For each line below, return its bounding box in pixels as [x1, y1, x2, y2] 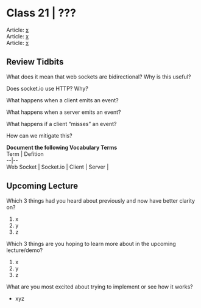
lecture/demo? [6, 247, 43, 254]
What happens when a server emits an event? [6, 108, 121, 116]
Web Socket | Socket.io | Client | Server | [6, 163, 109, 170]
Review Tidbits [6, 57, 64, 67]
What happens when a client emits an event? [6, 96, 119, 103]
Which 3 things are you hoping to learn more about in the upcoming [6, 240, 177, 247]
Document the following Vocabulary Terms [6, 144, 118, 151]
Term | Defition [6, 150, 44, 158]
